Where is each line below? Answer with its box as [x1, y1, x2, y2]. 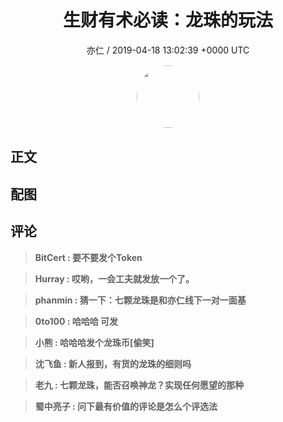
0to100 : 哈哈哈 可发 [34, 315, 119, 327]
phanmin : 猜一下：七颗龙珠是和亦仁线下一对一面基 [34, 294, 247, 306]
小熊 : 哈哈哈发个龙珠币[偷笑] [34, 336, 155, 348]
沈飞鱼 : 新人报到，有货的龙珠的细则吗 [34, 357, 192, 370]
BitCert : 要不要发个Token [34, 251, 143, 263]
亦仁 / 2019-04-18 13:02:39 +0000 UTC [86, 44, 250, 56]
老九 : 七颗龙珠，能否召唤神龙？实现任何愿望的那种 [34, 379, 245, 391]
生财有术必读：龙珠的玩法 [62, 9, 273, 32]
